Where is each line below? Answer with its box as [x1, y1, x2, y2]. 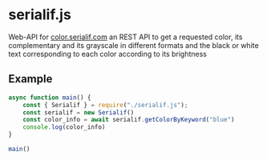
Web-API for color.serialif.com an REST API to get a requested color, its [8, 32, 243, 42]
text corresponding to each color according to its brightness [8, 49, 207, 58]
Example [8, 72, 53, 86]
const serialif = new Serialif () [22, 108, 135, 117]
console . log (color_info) [22, 123, 106, 131]
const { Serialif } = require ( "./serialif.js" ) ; [22, 101, 188, 109]
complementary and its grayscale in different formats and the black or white [8, 40, 259, 50]
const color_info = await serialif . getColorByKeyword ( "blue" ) [22, 116, 235, 124]
